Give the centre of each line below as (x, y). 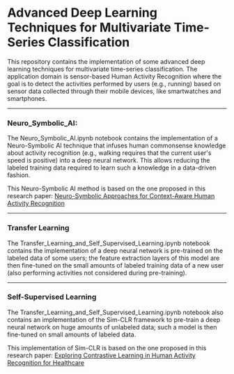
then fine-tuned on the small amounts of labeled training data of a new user (116, 265)
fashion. (19, 175)
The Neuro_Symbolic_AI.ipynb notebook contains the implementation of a (112, 138)
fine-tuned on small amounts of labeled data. (72, 334)
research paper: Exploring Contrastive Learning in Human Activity (102, 355)
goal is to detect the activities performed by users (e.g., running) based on (114, 83)
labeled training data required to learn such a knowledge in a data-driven (112, 168)
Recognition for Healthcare (46, 362)
